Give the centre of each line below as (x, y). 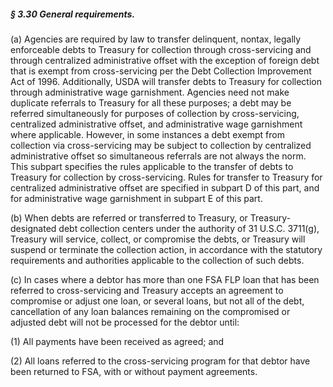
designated (33, 228)
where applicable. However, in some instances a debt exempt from (147, 134)
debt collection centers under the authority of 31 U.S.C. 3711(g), (189, 228)
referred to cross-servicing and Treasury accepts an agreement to (147, 290)
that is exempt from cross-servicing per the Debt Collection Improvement (161, 71)
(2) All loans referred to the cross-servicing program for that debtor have (160, 361)
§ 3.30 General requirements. (73, 14)
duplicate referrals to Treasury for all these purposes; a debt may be (151, 102)
